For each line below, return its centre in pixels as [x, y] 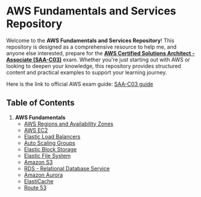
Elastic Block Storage [50, 149]
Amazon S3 [38, 162]
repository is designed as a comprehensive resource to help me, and [91, 47]
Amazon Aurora [43, 175]
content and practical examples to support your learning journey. [87, 72]
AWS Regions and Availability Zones [69, 124]
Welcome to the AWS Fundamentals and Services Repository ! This [90, 40]
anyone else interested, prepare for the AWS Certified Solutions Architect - [100, 53]
